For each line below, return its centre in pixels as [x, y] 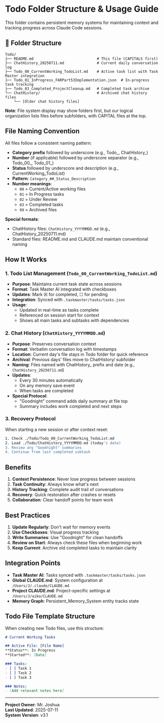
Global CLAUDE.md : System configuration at [57, 580]
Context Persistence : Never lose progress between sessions [74, 479]
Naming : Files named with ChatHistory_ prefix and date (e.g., [73, 364]
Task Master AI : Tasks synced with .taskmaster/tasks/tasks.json [79, 575]
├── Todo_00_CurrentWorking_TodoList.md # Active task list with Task [82, 71]
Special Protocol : [30, 396]
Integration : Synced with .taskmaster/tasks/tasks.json [69, 300]
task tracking [20, 84]
